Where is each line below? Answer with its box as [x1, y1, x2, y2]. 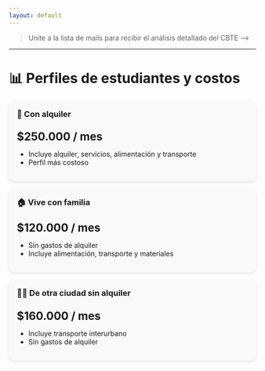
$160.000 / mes [16, 308, 101, 322]
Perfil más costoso [27, 158, 89, 167]
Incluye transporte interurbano [27, 329, 128, 338]
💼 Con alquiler [16, 108, 71, 119]
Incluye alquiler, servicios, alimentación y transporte [27, 149, 197, 158]
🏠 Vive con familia [16, 197, 91, 208]
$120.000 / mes [16, 220, 101, 235]
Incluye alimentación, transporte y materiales [27, 249, 174, 259]
